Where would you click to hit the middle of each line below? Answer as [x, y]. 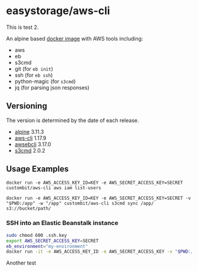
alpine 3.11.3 [29, 131]
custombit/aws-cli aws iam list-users [54, 188]
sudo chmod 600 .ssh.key [37, 235]
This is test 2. [22, 27]
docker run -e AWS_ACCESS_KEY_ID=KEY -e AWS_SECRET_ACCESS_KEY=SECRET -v [99, 198]
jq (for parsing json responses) [52, 87]
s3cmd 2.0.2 [30, 150]
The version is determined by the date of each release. [73, 120]
